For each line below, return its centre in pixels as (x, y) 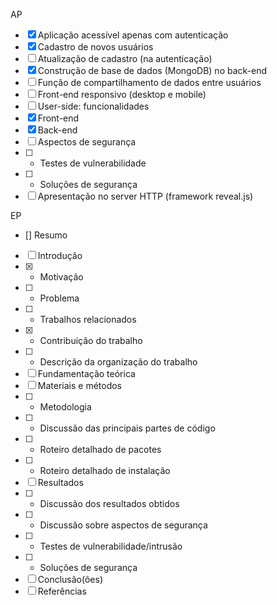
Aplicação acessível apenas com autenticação (133, 35)
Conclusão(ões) (70, 579)
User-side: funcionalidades (93, 106)
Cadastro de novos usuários (95, 47)
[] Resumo (46, 235)
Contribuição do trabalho (91, 340)
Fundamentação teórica (86, 373)
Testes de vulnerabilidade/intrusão (111, 546)
